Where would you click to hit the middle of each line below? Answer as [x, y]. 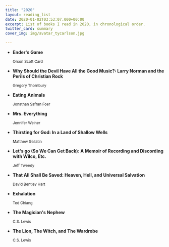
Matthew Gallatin [27, 142]
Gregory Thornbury [30, 86]
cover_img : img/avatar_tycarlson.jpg [45, 33]
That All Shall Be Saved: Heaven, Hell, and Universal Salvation [79, 175]
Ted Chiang [22, 203]
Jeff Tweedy [23, 166]
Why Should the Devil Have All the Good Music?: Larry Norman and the [88, 71]
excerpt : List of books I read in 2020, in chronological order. [75, 24]
